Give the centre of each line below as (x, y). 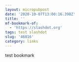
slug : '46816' (20, 37)
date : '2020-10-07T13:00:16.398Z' (40, 14)
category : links (22, 41)
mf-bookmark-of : (22, 23)
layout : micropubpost (27, 10)
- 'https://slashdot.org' (36, 28)
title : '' (15, 19)
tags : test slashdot (26, 32)
